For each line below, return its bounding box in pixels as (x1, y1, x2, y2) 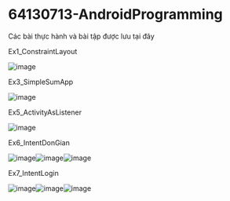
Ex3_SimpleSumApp (8, 77, 74, 86)
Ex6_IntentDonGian (8, 137, 71, 147)
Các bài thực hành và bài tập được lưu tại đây (8, 31, 155, 41)
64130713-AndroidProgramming (8, 5, 224, 24)
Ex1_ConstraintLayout (8, 46, 78, 56)
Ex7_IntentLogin (8, 168, 59, 177)
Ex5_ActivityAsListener (8, 108, 82, 117)
